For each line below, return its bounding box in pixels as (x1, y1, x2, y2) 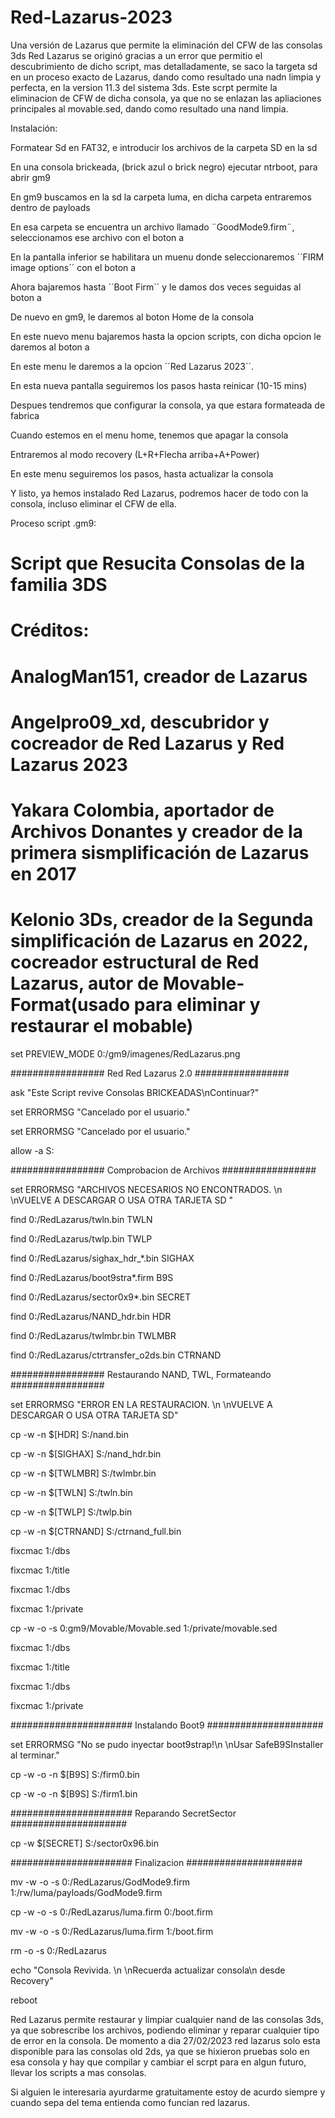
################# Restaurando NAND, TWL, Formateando (10, 1368, 272, 1380)
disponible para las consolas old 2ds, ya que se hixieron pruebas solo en (10, 2045, 310, 2057)
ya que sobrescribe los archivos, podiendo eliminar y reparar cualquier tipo (10, 2024, 320, 2036)
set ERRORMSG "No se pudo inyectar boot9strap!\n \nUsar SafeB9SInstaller (10, 1738, 324, 1750)
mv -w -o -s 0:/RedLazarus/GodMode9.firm (10, 1876, 190, 1888)
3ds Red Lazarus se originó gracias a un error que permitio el (10, 49, 263, 61)
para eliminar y (133, 994, 261, 1016)
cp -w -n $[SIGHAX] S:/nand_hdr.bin (10, 1447, 162, 1460)
